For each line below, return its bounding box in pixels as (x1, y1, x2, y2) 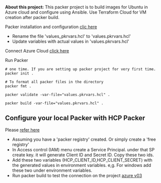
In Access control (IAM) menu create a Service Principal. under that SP (12, 146, 155, 152)
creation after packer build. (5, 15, 60, 20)
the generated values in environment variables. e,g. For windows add (12, 162, 151, 168)
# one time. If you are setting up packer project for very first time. (5, 67, 156, 72)
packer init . (5, 71, 34, 76)
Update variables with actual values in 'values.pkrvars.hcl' (12, 38, 129, 44)
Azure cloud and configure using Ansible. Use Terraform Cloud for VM (5, 9, 146, 15)
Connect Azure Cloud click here (5, 48, 69, 54)
